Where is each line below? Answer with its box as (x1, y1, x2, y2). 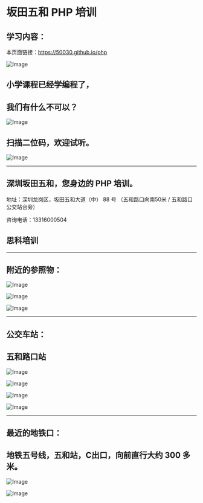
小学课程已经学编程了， (6, 80, 94, 90)
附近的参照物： (6, 265, 62, 275)
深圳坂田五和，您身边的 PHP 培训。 (6, 179, 138, 189)
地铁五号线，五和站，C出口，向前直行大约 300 (6, 450, 181, 461)
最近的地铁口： (6, 428, 62, 438)
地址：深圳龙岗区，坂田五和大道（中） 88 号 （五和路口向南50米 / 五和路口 (6, 196, 193, 203)
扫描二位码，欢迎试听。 (6, 137, 94, 148)
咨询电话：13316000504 (6, 216, 68, 223)
